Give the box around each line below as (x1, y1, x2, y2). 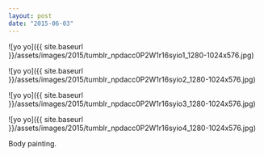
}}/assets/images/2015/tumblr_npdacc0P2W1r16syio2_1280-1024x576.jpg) (8, 74, 256, 84)
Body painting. (8, 138, 57, 148)
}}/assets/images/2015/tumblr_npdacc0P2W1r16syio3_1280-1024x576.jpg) (8, 99, 256, 108)
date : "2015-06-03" (8, 19, 74, 27)
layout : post (8, 11, 52, 20)
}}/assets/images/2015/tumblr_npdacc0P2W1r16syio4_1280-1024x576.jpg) (8, 123, 257, 133)
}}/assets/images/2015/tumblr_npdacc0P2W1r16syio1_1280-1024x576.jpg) (8, 50, 254, 60)
